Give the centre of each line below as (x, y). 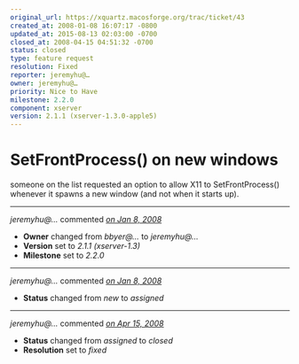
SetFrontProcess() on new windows (144, 160)
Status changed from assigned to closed (98, 341)
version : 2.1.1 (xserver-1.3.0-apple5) (84, 116)
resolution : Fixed (44, 67)
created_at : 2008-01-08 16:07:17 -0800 (84, 26)
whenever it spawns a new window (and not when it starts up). (125, 194)
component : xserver (46, 108)
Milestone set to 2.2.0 (63, 256)
